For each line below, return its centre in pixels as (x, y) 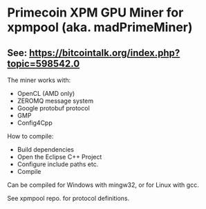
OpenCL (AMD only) (46, 93)
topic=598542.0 (44, 63)
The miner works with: (39, 80)
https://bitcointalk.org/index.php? (104, 53)
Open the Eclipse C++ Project (59, 157)
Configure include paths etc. (58, 164)
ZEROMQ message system (55, 101)
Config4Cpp (35, 123)
